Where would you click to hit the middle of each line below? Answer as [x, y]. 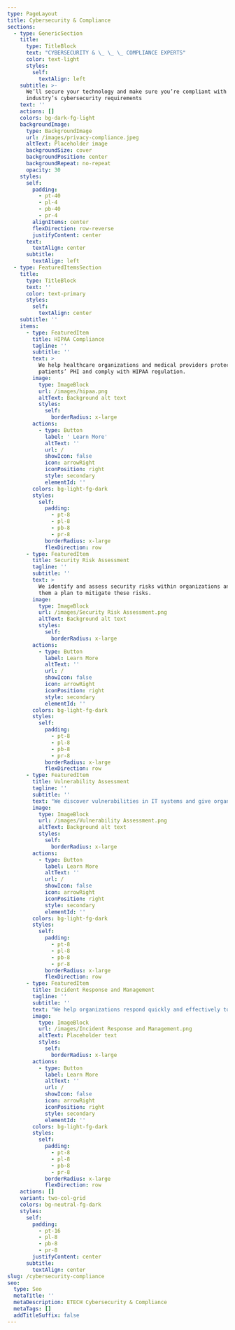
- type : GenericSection [48, 33]
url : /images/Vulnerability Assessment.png [103, 821]
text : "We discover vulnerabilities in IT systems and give [122, 801]
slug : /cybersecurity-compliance [56, 1276]
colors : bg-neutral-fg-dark [60, 1205]
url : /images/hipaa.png [73, 391]
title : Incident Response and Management [94, 990]
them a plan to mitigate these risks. [95, 593]
